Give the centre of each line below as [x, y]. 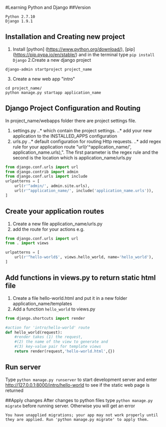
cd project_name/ [24, 88]
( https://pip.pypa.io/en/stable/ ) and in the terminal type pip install [84, 54]
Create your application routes [55, 211]
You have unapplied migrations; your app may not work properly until [82, 415]
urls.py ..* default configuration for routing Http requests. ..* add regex [87, 141]
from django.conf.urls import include [46, 176]
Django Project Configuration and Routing [73, 109]
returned [15, 390]
